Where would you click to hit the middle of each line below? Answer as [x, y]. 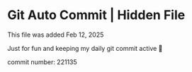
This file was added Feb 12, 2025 [56, 35]
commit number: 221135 [43, 62]
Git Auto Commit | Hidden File [96, 15]
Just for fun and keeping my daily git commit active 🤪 [85, 48]
